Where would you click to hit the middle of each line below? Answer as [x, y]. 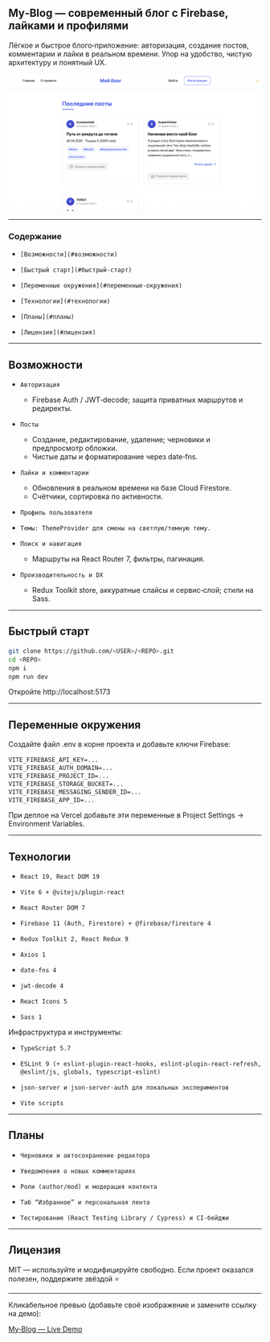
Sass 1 [31, 1017]
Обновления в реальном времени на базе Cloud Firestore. [131, 488]
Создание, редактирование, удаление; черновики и [121, 440]
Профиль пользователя [56, 513]
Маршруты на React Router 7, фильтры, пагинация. [118, 559]
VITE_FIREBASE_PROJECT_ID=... [59, 777]
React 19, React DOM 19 [60, 877]
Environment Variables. [47, 824]
